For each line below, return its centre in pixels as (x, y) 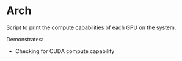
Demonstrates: (25, 39)
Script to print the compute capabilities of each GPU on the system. (91, 27)
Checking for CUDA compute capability (65, 51)
